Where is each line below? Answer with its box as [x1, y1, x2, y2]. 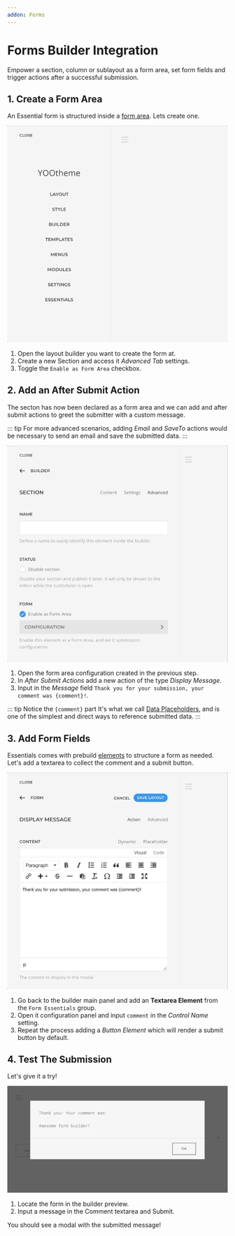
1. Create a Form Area [7, 93, 103, 105]
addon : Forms [7, 11, 45, 18]
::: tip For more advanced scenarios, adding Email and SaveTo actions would [7, 424, 227, 432]
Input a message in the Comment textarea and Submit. [17, 1207, 175, 1215]
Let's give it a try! [7, 1072, 57, 1081]
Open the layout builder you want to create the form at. [17, 349, 176, 357]
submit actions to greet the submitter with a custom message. [7, 410, 185, 419]
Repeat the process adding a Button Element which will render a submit [17, 1026, 224, 1034]
